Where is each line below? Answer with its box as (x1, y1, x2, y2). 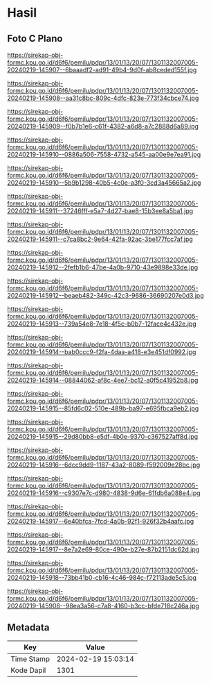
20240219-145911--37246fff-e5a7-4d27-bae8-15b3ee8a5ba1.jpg (7, 207, 194, 215)
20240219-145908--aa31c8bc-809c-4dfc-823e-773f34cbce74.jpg (7, 94, 199, 102)
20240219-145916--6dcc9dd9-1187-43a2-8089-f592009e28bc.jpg (7, 460, 201, 469)
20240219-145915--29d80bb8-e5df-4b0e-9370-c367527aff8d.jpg (7, 433, 199, 440)
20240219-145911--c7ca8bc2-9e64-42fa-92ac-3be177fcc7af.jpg (7, 235, 194, 243)
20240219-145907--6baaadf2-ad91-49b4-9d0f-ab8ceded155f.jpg (7, 66, 197, 74)
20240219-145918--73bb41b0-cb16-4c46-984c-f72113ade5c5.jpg (7, 574, 197, 581)
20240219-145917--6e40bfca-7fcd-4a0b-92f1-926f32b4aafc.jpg (7, 517, 194, 525)
